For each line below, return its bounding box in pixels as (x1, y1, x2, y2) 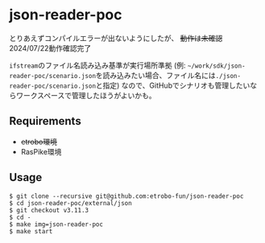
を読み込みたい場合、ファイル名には (95, 70, 216, 80)
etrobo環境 (20, 137, 57, 146)
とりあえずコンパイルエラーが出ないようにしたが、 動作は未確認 (9, 33, 223, 43)
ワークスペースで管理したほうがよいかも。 (15, 90, 156, 100)
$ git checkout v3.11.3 (9, 206, 89, 214)
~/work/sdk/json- (187, 62, 246, 70)
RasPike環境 (20, 146, 62, 156)
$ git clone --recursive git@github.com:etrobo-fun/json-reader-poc (9, 192, 244, 200)
